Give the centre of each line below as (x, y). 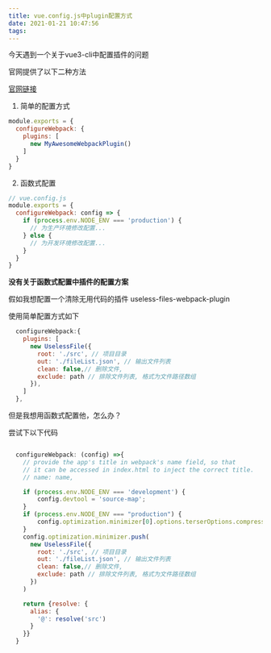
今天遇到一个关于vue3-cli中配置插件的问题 (79, 55)
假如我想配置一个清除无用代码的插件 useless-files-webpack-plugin (119, 299)
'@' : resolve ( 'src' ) (72, 619)
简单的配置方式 (45, 106)
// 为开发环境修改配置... (68, 243)
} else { (38, 235)
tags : (17, 31)
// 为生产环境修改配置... (68, 228)
